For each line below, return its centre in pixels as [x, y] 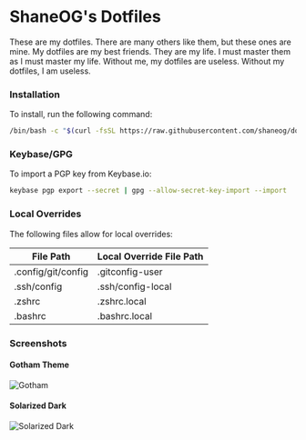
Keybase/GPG [41, 155]
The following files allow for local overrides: [91, 234]
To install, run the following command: [81, 115]
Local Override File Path [150, 256]
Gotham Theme [40, 365]
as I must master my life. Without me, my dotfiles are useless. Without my [147, 61]
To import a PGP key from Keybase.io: [81, 174]
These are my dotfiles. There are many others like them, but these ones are [150, 42]
